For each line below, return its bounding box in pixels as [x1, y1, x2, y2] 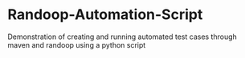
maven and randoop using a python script [7, 40, 146, 49]
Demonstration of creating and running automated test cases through [7, 32, 238, 41]
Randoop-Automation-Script [7, 6, 203, 24]
